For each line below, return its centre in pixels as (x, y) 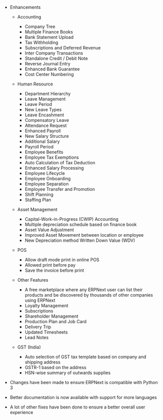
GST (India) (29, 347)
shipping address (43, 362)
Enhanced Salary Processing (54, 168)
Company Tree (40, 26)
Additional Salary (42, 141)
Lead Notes (37, 337)
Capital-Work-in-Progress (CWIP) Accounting (72, 219)
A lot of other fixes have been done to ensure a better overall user (78, 407)
